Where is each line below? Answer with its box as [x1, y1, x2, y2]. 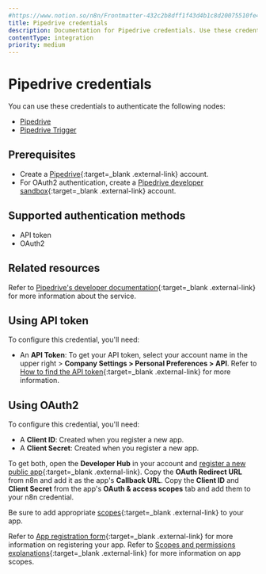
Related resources [8, 262, 101, 275]
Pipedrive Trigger [19, 125, 77, 135]
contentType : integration [8, 33, 93, 42]
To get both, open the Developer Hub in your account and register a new [8, 459, 246, 469]
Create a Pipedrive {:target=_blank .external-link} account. [19, 169, 209, 178]
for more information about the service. [8, 291, 137, 300]
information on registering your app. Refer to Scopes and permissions [8, 540, 236, 549]
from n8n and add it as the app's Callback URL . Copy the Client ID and [8, 476, 239, 485]
